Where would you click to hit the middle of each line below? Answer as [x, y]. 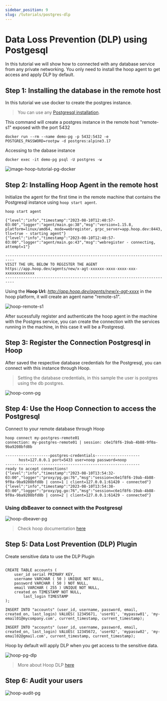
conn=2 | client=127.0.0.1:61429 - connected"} [101, 495]
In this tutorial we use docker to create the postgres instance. [68, 103]
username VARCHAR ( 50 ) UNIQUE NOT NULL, [59, 579]
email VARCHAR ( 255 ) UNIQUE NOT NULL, [57, 588]
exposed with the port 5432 [41, 128]
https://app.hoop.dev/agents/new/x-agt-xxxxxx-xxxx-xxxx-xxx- [71, 269]
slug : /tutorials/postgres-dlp [38, 15]
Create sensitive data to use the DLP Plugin [50, 556]
